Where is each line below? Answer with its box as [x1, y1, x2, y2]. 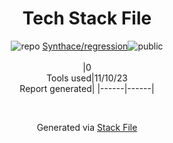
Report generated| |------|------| [19, 82, 155, 94]
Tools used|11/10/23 [46, 72, 128, 84]
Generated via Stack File [36, 121, 138, 133]
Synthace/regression [42, 40, 129, 52]
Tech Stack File [22, 7, 152, 30]
